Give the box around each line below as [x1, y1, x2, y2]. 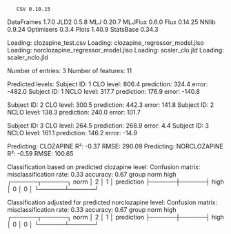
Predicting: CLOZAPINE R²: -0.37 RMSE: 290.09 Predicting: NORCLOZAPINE [7, 142, 224, 150]
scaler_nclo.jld [7, 53, 48, 61]
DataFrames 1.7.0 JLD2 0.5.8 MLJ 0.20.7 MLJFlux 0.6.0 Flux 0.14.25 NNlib [7, 18, 216, 26]
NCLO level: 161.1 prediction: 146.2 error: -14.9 [7, 129, 138, 137]
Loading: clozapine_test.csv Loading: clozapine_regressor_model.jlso [7, 39, 205, 47]
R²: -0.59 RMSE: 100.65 [7, 150, 74, 157]
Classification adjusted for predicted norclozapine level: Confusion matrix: [7, 198, 218, 206]
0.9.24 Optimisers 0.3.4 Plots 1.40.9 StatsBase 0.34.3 [7, 26, 159, 33]
